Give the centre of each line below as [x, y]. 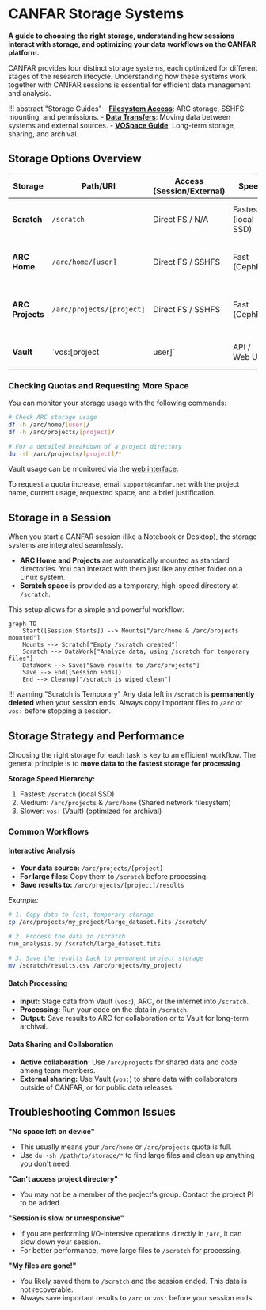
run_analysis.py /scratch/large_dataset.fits [84, 944]
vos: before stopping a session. [60, 711]
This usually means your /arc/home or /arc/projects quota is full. [125, 1147]
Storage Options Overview [75, 159]
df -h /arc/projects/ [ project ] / [61, 432]
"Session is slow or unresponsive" [66, 1218]
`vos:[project [76, 352]
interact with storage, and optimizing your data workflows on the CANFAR [132, 44]
